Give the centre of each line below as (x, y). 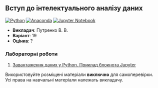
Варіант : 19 (24, 35)
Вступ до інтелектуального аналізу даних (74, 8)
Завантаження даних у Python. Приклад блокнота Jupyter (74, 65)
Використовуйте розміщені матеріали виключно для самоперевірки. (79, 74)
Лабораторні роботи (31, 54)
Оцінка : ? (22, 41)
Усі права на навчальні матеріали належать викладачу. (64, 80)
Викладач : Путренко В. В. (40, 30)
